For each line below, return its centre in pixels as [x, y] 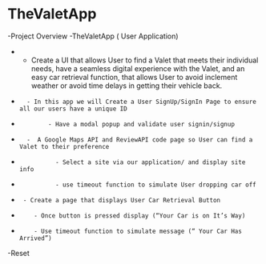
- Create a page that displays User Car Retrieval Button [122, 200]
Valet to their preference [64, 146]
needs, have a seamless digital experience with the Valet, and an [138, 68]
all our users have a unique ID [73, 109]
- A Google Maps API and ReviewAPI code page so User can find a [140, 140]
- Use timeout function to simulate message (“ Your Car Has [138, 231]
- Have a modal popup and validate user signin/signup [142, 124]
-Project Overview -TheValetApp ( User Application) [93, 36]
